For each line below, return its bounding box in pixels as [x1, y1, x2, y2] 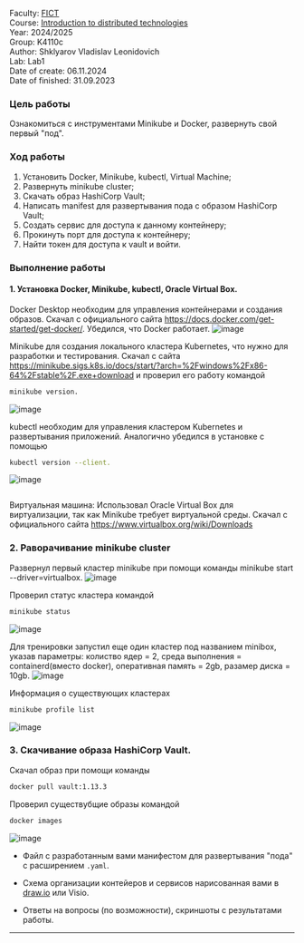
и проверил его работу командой [135, 369, 265, 380]
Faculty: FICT [9, 8, 60, 18]
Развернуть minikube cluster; [22, 180, 134, 191]
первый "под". [9, 128, 65, 139]
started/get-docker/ [9, 323, 83, 334]
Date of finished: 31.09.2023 [9, 75, 116, 85]
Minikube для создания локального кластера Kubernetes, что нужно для [9, 340, 289, 352]
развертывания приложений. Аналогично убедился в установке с [9, 431, 265, 442]
